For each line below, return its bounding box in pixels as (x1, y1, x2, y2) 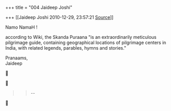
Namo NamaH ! (5, 24, 37, 30)
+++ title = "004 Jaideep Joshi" (5, 5, 73, 10)
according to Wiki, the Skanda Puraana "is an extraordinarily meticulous (5, 34, 157, 40)
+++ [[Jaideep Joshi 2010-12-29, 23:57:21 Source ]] (5, 14, 114, 20)
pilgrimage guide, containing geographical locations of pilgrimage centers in (5, 39, 166, 46)
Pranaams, (5, 55, 28, 61)
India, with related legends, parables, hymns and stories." (5, 45, 126, 51)
